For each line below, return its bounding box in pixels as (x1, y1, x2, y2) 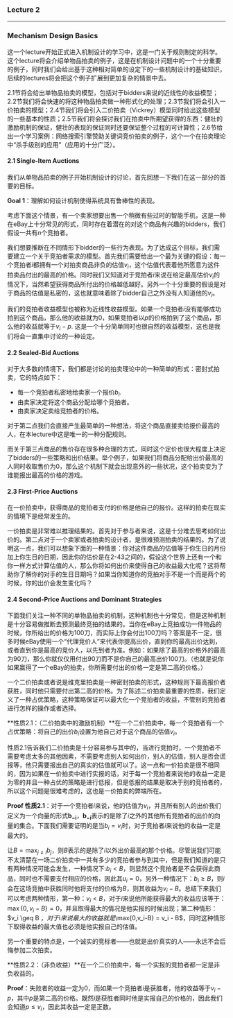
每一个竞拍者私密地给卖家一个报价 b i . (17, 388, 122, 398)
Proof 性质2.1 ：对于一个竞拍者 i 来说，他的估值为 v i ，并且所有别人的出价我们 (7, 802, 221, 811)
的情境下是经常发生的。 (7, 512, 74, 521)
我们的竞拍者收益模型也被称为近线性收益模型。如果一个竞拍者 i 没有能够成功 (7, 305, 222, 313)
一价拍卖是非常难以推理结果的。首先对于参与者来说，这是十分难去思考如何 (7, 527, 220, 535)
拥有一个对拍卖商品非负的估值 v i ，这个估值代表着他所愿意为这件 (39, 260, 221, 270)
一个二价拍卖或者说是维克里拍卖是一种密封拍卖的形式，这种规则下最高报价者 (7, 678, 226, 687)
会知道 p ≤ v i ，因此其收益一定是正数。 (7, 1003, 115, 1012)
